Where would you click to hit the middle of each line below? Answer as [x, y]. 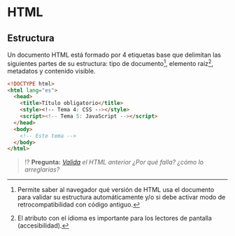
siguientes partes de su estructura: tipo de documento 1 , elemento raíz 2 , [110, 63]
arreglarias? [42, 169]
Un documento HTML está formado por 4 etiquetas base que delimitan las [114, 55]
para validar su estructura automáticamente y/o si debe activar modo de [121, 197]
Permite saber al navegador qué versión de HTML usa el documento [116, 190]
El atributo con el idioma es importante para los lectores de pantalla [114, 218]
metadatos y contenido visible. [51, 71]
